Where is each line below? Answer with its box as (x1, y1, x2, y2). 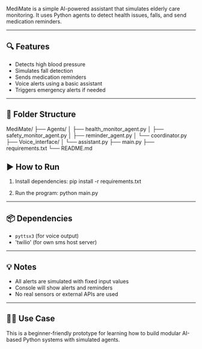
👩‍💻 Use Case (6, 313, 55, 324)
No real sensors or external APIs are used (14, 291, 118, 298)
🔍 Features (6, 42, 50, 52)
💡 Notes (6, 262, 37, 272)
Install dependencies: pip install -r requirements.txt (14, 178, 141, 185)
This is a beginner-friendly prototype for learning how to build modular (6, 329, 182, 336)
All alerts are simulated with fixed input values (14, 278, 129, 285)
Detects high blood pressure (14, 60, 86, 68)
